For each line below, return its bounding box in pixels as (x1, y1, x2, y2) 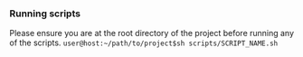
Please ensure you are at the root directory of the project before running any (9, 28, 295, 39)
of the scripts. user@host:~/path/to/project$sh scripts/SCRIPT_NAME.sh (9, 37, 279, 48)
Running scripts (9, 7, 81, 20)
